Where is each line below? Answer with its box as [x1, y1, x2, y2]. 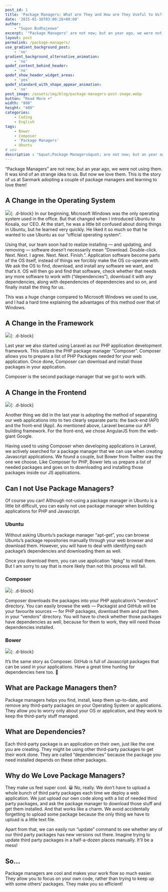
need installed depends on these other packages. [5, 756, 107, 763]
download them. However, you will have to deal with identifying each [5, 543, 146, 549]
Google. [16, 433, 33, 439]
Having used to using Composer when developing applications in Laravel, [5, 443, 156, 449]
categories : [5, 110, 30, 115]
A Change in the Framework [5, 319, 94, 327]
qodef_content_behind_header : [5, 63, 68, 68]
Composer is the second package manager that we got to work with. [5, 373, 146, 379]
